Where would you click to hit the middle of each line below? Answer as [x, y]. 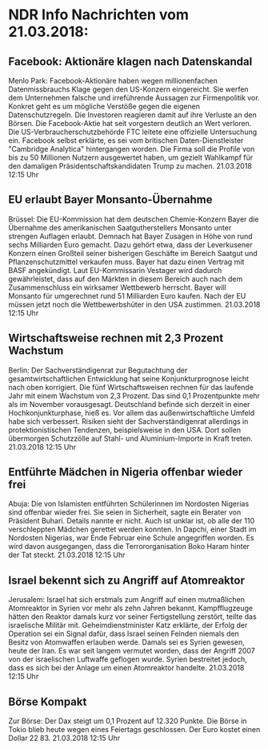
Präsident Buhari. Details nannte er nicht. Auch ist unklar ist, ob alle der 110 [131, 521]
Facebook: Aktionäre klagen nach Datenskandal [130, 61]
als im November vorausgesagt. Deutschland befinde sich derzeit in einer [129, 404]
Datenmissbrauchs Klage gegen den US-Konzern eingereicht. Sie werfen [129, 89]
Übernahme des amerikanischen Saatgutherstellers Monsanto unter [120, 227]
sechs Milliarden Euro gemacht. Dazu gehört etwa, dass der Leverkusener [130, 244]
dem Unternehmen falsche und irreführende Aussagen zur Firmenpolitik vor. [134, 98]
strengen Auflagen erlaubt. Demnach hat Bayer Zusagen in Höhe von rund [131, 236]
